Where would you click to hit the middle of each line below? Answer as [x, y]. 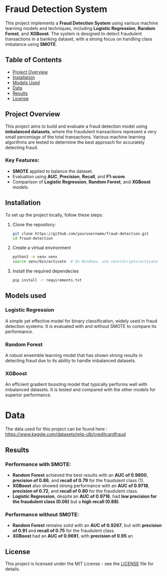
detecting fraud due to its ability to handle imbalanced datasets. [71, 361]
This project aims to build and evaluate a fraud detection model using [76, 126]
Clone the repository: [34, 224]
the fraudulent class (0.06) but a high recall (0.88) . [66, 501]
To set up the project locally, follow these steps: [54, 215]
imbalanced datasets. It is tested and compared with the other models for [81, 390]
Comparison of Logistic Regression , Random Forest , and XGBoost [82, 182]
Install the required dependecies [45, 271]
